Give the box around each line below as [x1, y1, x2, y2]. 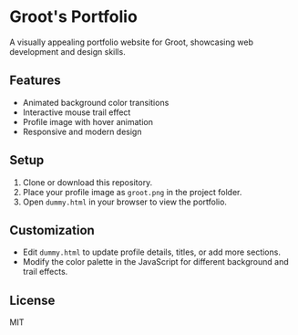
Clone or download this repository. [22, 176, 153, 188]
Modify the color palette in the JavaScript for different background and [22, 256, 289, 267]
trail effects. [22, 267, 68, 277]
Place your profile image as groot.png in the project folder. [22, 186, 242, 197]
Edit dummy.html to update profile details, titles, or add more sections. [22, 246, 281, 257]
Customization [9, 222, 96, 238]
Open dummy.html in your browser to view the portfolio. [22, 196, 228, 207]
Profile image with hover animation [22, 116, 153, 127]
